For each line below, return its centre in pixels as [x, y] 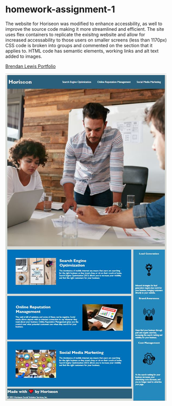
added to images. [24, 56]
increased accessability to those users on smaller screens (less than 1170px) [86, 40]
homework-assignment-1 [60, 9]
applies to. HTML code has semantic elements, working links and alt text [82, 51]
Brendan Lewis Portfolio [31, 66]
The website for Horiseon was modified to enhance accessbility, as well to [84, 24]
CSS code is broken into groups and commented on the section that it [79, 45]
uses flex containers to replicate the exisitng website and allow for [75, 34]
